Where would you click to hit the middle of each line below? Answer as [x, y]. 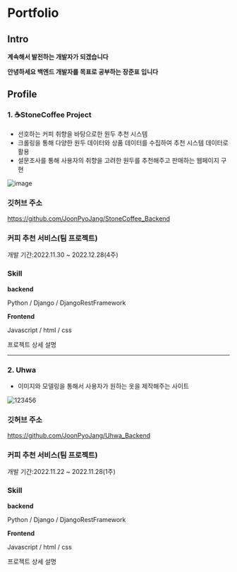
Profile [22, 94]
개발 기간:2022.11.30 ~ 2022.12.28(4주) [63, 255]
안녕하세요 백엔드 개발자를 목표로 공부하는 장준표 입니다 [83, 72]
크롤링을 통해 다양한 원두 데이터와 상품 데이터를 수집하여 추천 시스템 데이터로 [123, 142]
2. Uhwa [22, 370]
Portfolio [33, 13]
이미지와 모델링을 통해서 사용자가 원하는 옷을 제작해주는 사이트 [103, 386]
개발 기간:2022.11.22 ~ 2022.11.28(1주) [62, 472]
